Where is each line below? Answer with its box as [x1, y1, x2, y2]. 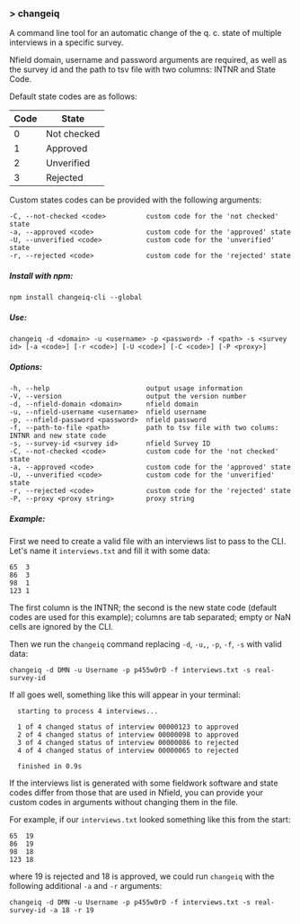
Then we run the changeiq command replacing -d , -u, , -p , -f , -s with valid [9, 639, 283, 650]
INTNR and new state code [9, 431, 106, 441]
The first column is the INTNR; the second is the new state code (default [9, 602, 277, 614]
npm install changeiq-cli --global [9, 293, 143, 302]
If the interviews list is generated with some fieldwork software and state [9, 777, 278, 789]
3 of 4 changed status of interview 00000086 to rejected [17, 739, 240, 748]
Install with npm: [9, 270, 74, 281]
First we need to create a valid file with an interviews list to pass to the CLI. [9, 536, 287, 547]
